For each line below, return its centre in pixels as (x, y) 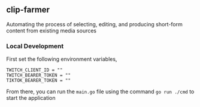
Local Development (35, 46)
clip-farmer (28, 10)
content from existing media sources (51, 30)
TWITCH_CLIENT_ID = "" (34, 70)
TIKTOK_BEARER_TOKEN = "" (38, 81)
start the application (31, 98)
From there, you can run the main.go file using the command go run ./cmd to (100, 91)
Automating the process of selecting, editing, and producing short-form (94, 24)
